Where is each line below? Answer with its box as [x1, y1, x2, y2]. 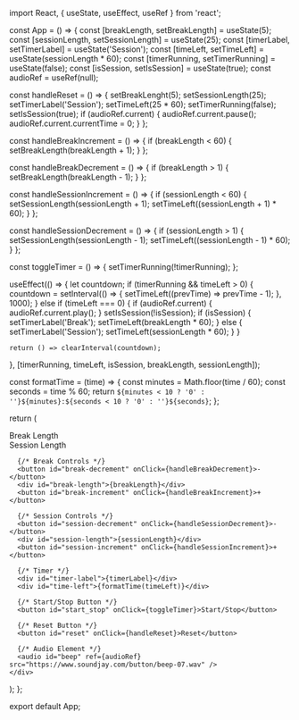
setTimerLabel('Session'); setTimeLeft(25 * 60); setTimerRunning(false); [9, 99, 277, 110]
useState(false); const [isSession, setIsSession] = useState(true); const [9, 63, 271, 73]
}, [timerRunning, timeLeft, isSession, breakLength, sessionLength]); [9, 359, 261, 370]
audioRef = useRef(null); [9, 72, 99, 83]
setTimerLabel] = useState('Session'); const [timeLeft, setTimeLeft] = [9, 44, 265, 54]
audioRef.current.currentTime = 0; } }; [9, 118, 149, 129]
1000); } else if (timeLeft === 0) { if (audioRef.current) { [9, 298, 212, 308]
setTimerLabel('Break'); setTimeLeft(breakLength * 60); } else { [9, 317, 243, 327]
